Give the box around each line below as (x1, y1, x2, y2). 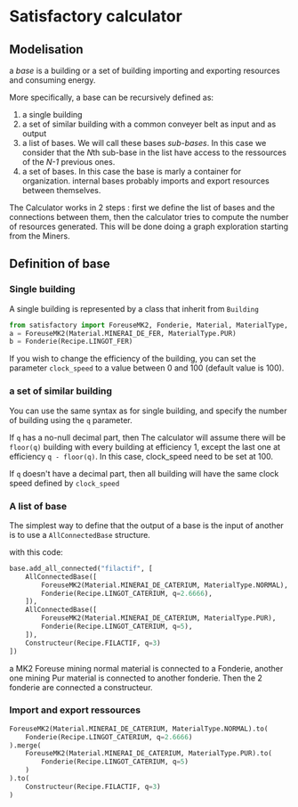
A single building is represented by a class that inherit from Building (9, 303, 260, 314)
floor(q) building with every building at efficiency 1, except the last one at (9, 441, 281, 452)
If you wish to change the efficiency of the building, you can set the (9, 354, 256, 364)
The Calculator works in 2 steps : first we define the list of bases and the (9, 202, 276, 213)
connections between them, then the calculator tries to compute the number (9, 212, 289, 222)
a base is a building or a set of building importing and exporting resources (9, 65, 280, 76)
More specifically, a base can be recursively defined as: (9, 92, 214, 102)
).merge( (9, 741, 42, 750)
